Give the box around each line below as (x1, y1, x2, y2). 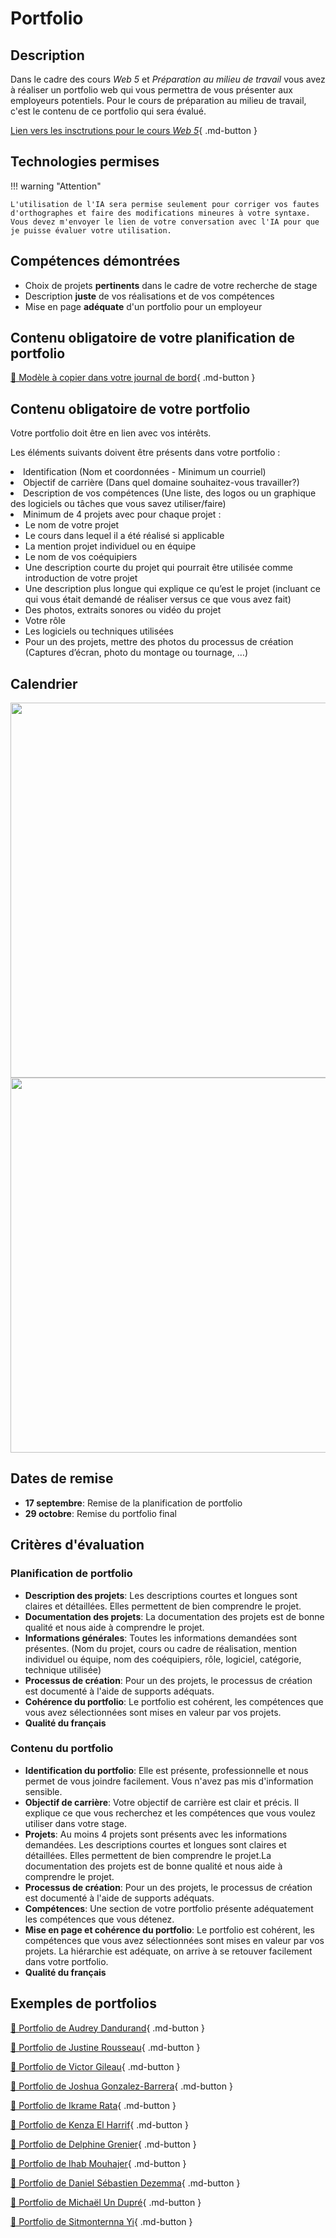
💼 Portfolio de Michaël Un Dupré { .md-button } (10, 2196, 202, 2208)
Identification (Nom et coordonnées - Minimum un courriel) (23, 466, 267, 478)
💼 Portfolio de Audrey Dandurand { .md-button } (10, 2022, 206, 2034)
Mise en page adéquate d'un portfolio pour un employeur (24, 300, 263, 312)
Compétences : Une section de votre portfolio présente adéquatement (24, 1902, 314, 1914)
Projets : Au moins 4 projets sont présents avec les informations (24, 1828, 288, 1840)
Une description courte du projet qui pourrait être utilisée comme (24, 562, 293, 574)
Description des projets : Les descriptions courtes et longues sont (24, 1589, 298, 1601)
